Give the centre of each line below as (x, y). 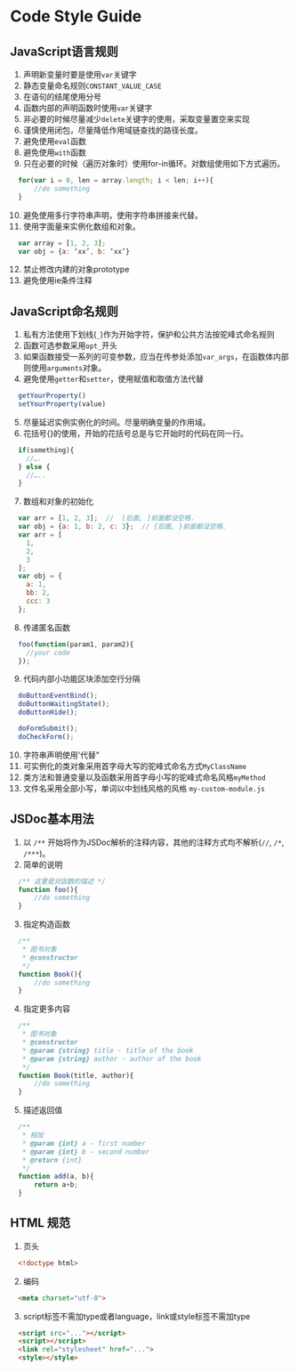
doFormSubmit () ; (48, 729)
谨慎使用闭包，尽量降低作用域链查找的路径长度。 (113, 130)
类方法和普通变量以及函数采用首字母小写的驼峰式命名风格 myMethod (144, 777)
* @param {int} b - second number (86, 1152)
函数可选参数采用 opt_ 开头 (70, 345)
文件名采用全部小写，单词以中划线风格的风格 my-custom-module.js (144, 788)
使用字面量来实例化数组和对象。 (81, 226)
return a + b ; (56, 1185)
